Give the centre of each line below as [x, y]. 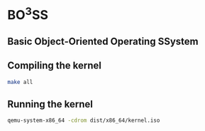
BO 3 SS [28, 14]
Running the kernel [50, 104]
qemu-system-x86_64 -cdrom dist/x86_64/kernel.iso [84, 121]
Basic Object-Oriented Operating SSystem [103, 41]
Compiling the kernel [54, 66]
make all [20, 82]
